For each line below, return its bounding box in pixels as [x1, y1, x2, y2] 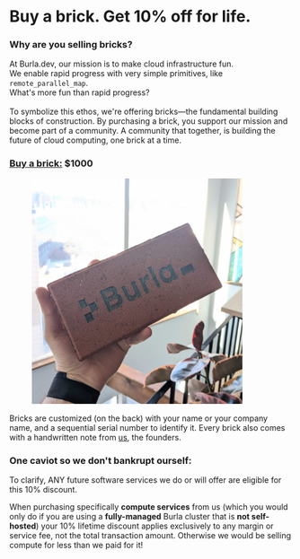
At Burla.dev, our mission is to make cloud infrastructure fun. [9, 58, 234, 69]
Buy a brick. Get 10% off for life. [9, 6, 251, 27]
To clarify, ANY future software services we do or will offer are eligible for [9, 475, 282, 485]
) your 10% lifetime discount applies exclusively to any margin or [35, 520, 274, 531]
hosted [9, 520, 37, 531]
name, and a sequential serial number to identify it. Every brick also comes [9, 422, 286, 432]
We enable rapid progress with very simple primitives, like [9, 68, 223, 79]
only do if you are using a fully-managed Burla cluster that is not [9, 511, 250, 522]
